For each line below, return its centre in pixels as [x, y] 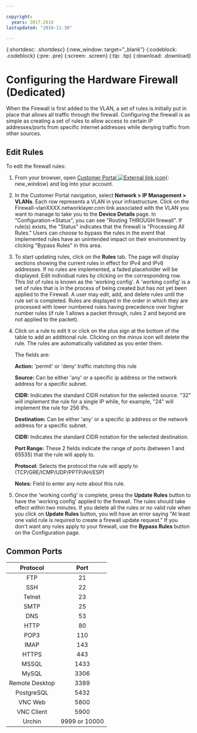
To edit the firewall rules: [36, 166]
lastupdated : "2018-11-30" [39, 28]
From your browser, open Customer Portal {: [92, 178]
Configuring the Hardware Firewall [92, 80]
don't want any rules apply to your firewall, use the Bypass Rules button [102, 526]
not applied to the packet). [46, 319]
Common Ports [34, 551]
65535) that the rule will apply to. [55, 455]
